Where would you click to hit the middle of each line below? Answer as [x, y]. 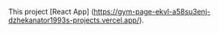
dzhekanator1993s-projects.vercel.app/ [74, 20]
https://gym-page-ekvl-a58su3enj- [152, 12]
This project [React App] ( [51, 12]
